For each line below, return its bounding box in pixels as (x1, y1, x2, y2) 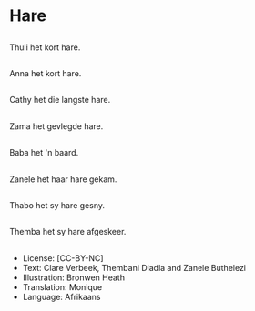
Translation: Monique (22, 281, 103, 292)
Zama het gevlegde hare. (9, 120, 104, 132)
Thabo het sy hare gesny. (9, 199, 106, 210)
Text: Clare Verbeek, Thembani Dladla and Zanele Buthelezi (22, 262, 247, 273)
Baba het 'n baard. (9, 147, 79, 158)
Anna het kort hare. (9, 67, 82, 78)
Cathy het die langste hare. (9, 95, 111, 105)
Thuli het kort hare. (9, 42, 81, 53)
